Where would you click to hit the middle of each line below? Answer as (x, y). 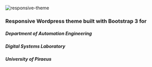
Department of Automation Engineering (49, 33)
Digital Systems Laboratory (35, 46)
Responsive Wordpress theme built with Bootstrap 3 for (76, 21)
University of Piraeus (28, 59)
